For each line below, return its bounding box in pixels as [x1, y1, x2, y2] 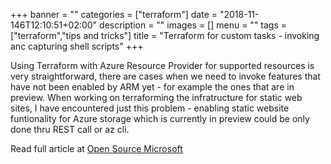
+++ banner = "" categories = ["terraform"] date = [10, 9, 218, 20]
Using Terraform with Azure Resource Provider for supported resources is [10, 60, 315, 71]
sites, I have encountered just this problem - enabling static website [10, 102, 290, 114]
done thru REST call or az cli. [10, 124, 130, 135]
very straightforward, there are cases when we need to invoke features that [10, 70, 321, 82]
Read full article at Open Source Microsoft [10, 143, 183, 154]
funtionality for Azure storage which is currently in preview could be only [10, 113, 310, 124]
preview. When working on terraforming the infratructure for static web [10, 92, 303, 103]
